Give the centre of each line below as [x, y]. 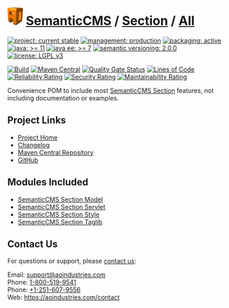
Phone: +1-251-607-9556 [44, 290]
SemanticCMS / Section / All [110, 21]
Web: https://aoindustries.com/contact [64, 297]
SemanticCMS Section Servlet [61, 207]
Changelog [34, 144]
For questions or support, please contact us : [72, 261]
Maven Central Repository [55, 152]
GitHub [28, 160]
